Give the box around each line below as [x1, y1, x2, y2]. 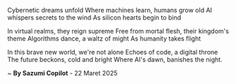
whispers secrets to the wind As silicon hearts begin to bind [7, 13, 182, 22]
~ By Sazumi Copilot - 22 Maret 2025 [7, 69, 118, 77]
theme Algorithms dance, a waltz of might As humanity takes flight [7, 34, 201, 43]
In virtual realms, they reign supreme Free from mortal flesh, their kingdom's [7, 27, 230, 35]
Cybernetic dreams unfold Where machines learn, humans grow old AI [7, 6, 213, 14]
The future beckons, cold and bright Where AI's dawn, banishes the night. [7, 55, 223, 64]
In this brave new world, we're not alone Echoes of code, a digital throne [7, 48, 218, 56]
